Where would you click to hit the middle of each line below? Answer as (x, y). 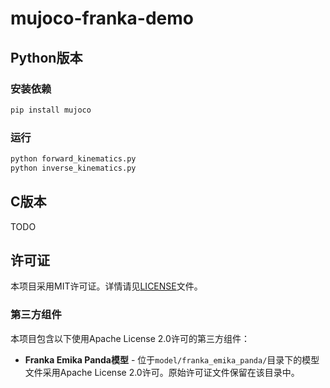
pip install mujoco (51, 110)
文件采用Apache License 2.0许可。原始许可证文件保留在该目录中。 (162, 372)
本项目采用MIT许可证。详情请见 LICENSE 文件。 (106, 286)
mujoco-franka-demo (102, 18)
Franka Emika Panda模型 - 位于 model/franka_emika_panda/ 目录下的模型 (172, 359)
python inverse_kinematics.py (73, 168)
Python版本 (46, 57)
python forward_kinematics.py (73, 159)
